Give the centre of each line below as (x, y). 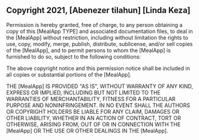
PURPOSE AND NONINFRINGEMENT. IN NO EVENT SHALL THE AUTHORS (98, 105)
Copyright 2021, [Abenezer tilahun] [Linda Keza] (98, 10)
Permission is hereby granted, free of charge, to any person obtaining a (94, 25)
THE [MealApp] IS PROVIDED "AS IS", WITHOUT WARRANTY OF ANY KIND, (100, 86)
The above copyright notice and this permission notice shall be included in (98, 68)
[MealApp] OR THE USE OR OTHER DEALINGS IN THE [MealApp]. (87, 130)
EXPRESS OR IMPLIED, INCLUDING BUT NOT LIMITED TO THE (83, 92)
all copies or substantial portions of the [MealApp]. (69, 74)
